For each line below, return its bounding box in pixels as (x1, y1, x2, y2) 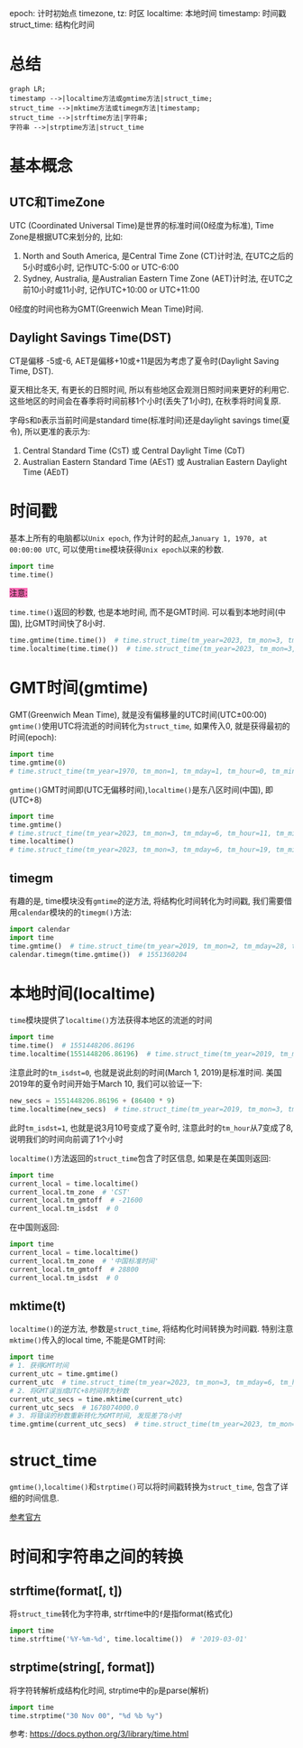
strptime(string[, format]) (9, 1660, 156, 1675)
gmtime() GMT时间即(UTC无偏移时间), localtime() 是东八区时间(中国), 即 (9, 784, 273, 795)
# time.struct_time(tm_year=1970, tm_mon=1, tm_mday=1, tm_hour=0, (9, 767, 269, 776)
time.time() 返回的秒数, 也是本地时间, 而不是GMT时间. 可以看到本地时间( (9, 607, 278, 618)
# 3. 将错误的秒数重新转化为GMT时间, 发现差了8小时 (9, 1411, 182, 1420)
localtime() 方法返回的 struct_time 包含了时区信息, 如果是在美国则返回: (9, 1152, 271, 1163)
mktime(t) (9, 1298, 66, 1314)
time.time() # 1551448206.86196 (9, 1041, 135, 1050)
